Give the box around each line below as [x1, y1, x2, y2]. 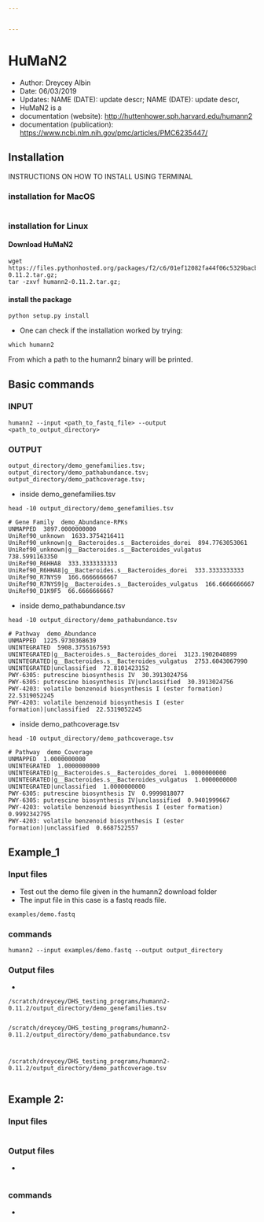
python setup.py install [8, 312, 90, 320]
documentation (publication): [19, 120, 114, 129]
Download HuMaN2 [8, 240, 73, 249]
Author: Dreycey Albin [19, 78, 91, 87]
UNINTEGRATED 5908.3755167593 [8, 644, 111, 652]
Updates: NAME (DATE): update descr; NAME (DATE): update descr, [19, 94, 240, 104]
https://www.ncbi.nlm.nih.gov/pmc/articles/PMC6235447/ [19, 127, 208, 138]
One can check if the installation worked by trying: [19, 326, 183, 335]
